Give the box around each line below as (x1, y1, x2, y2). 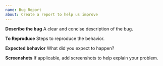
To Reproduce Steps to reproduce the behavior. (5, 35, 105, 41)
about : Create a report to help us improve (5, 12, 98, 17)
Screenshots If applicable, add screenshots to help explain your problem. (5, 54, 158, 60)
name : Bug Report (5, 7, 42, 12)
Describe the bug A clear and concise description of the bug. (5, 25, 133, 31)
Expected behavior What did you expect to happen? (5, 45, 115, 51)
